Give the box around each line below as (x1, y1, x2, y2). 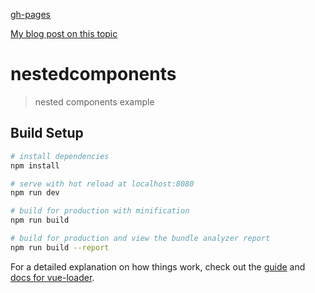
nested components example (34, 95, 155, 108)
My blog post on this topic (10, 28, 118, 39)
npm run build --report (10, 242, 110, 253)
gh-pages (10, 9, 52, 20)
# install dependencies (10, 151, 110, 161)
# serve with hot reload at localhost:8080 (10, 179, 195, 189)
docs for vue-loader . (10, 271, 95, 283)
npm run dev (10, 188, 60, 198)
